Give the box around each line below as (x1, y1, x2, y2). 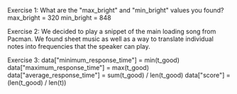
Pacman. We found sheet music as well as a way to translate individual (7, 35, 214, 43)
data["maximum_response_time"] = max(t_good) (7, 64, 150, 71)
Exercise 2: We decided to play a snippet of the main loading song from (7, 28, 216, 35)
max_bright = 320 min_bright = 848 (7, 13, 111, 22)
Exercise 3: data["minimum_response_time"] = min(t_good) (7, 56, 180, 64)
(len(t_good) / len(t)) (7, 78, 67, 87)
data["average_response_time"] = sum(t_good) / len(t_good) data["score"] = (7, 71, 231, 79)
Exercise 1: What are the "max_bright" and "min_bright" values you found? (7, 6, 225, 14)
